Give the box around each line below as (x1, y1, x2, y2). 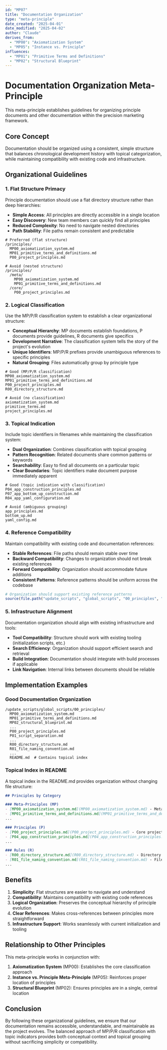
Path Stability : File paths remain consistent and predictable (12, 228, 134, 234)
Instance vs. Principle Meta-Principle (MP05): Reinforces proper (12, 974, 147, 980)
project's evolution (12, 343, 51, 350)
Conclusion (5, 1005, 42, 1013)
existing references (12, 560, 52, 567)
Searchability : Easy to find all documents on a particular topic (12, 463, 140, 469)
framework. (5, 118, 29, 124)
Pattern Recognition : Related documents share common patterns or (12, 452, 153, 458)
